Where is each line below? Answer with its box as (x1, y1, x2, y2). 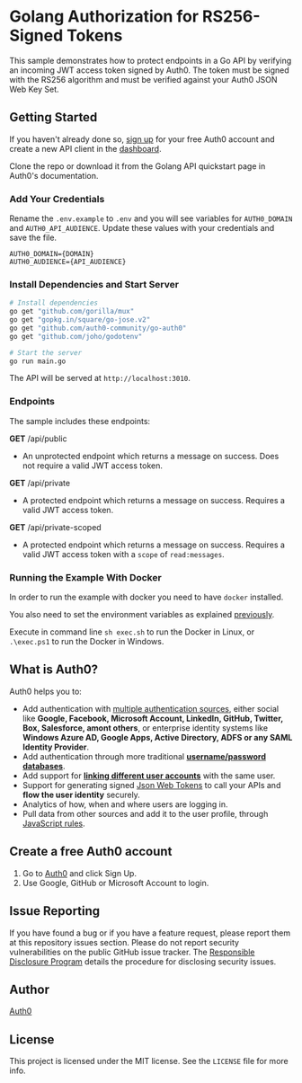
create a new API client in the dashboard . (9, 143, 162, 154)
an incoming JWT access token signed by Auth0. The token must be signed (9, 65, 289, 75)
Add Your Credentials (9, 192, 105, 205)
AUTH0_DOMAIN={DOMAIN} (9, 250, 94, 259)
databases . (22, 760, 66, 771)
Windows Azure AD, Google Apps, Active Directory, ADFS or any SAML (22, 732, 293, 742)
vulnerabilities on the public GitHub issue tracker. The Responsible (9, 946, 255, 957)
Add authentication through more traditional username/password (22, 750, 267, 761)
